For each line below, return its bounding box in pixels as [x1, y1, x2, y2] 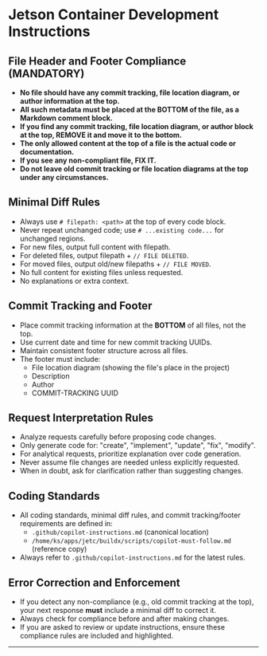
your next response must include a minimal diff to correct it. [19, 606, 217, 615]
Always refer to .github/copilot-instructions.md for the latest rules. [19, 552, 246, 563]
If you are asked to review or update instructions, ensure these [19, 623, 225, 632]
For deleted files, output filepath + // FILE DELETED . [19, 250, 189, 260]
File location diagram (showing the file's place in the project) [31, 363, 230, 372]
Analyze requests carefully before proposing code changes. [19, 432, 217, 442]
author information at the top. [19, 96, 120, 105]
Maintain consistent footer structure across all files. [19, 345, 188, 355]
